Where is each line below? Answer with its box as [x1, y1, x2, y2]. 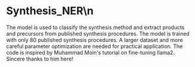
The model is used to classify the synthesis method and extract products [6, 24, 185, 31]
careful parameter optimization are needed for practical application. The [6, 43, 183, 50]
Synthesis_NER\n [6, 4, 94, 18]
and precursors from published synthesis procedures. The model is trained [6, 30, 190, 37]
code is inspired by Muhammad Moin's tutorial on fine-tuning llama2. [6, 49, 175, 56]
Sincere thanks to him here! [6, 55, 74, 62]
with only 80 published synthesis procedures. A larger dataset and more [6, 36, 183, 43]
